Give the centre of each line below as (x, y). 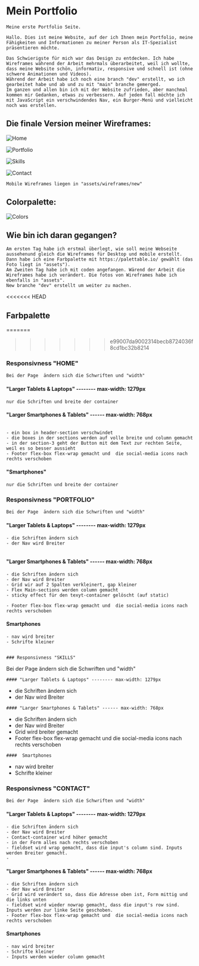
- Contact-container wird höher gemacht (57, 837)
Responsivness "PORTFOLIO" (51, 500)
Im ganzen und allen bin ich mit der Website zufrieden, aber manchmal (97, 90)
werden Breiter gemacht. (37, 853)
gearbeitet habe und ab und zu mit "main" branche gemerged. (84, 84)
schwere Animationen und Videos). (49, 74)
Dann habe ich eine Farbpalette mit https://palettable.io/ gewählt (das (100, 259)
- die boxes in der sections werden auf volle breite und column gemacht (100, 438)
